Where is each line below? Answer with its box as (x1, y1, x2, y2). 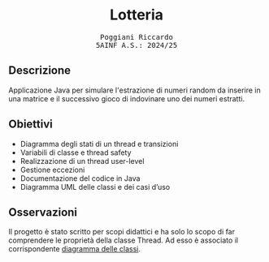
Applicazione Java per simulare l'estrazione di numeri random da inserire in (8, 85, 262, 95)
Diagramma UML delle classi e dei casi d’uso (20, 182, 171, 191)
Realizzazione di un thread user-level (20, 156, 145, 165)
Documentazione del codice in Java (20, 173, 141, 183)
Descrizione (8, 63, 72, 78)
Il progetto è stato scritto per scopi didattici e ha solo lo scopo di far (8, 227, 236, 237)
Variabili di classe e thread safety (20, 148, 132, 157)
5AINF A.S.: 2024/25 (95, 41, 178, 49)
